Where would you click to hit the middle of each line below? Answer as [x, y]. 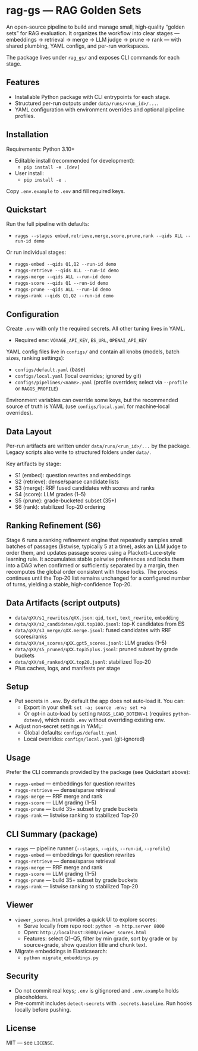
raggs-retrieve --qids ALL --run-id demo [67, 271]
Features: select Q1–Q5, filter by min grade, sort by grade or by [100, 938]
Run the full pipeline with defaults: [48, 224]
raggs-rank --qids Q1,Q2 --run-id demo [64, 296]
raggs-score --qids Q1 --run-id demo [62, 284]
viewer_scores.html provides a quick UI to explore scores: [86, 919]
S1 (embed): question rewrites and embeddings [73, 475]
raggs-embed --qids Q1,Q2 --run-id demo [65, 265]
